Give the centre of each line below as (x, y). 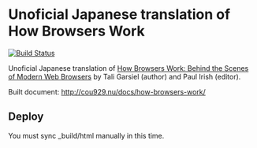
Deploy (26, 117)
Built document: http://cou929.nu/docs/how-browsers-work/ (107, 91)
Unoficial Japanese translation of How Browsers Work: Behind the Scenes (128, 68)
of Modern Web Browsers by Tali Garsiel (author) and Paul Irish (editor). (125, 76)
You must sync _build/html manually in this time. (86, 135)
